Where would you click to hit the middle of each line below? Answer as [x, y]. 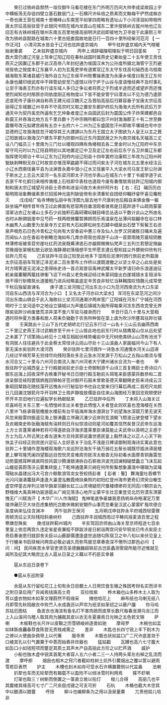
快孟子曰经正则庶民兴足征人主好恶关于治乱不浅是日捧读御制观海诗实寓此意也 [83, 442]
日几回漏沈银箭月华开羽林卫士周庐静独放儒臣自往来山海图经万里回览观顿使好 [83, 393]
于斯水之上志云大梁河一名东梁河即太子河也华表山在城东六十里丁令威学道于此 [83, 175]
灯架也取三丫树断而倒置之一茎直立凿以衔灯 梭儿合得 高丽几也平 [87, 679]
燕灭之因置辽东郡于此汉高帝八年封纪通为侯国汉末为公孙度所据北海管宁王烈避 [83, 63]
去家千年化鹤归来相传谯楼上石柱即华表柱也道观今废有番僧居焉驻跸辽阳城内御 [83, 181]
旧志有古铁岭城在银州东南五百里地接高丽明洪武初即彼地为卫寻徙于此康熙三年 [83, 32]
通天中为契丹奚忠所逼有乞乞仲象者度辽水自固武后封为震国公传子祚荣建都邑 [81, 113]
